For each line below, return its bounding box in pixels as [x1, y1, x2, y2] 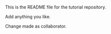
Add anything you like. [5, 14, 51, 19]
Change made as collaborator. [5, 23, 67, 29]
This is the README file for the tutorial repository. [5, 4, 107, 10]
